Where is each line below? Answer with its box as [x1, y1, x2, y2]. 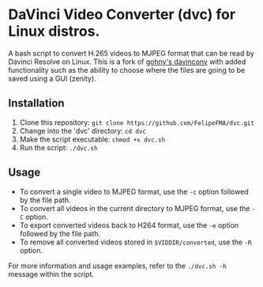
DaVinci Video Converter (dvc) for [8, 6, 235, 24]
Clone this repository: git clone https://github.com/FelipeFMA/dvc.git [19, 117, 255, 127]
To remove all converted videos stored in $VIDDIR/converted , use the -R [19, 237, 252, 247]
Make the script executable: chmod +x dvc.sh [19, 134, 166, 144]
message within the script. [8, 269, 95, 278]
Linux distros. [8, 22, 100, 40]
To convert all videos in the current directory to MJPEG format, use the [19, 203, 250, 213]
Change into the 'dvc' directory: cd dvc [19, 126, 146, 135]
